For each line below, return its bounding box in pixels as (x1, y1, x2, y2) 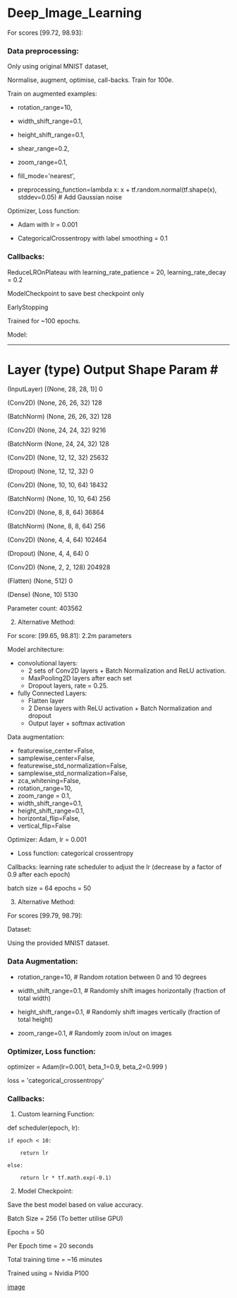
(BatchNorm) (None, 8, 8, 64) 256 (7, 522, 106, 531)
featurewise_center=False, (17, 746, 95, 755)
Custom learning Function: (17, 1110, 95, 1118)
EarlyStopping (7, 303, 49, 311)
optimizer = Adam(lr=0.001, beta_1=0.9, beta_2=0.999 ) (7, 1062, 168, 1071)
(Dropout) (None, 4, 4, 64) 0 (7, 550, 90, 558)
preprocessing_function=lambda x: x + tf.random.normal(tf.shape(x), (17, 185, 217, 194)
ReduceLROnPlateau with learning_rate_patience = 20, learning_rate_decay (7, 267, 226, 277)
